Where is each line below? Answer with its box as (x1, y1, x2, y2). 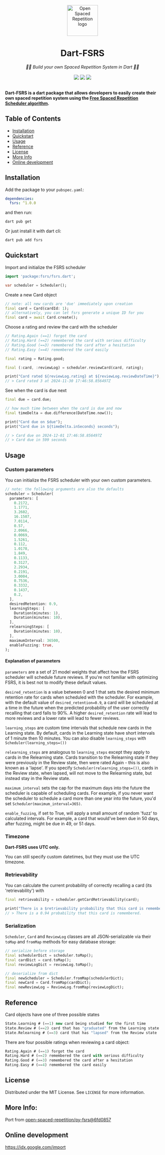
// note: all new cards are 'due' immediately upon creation (5, 301, 133, 306)
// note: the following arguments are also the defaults (5, 486, 124, 491)
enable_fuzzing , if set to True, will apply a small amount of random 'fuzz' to (5, 810, 158, 816)
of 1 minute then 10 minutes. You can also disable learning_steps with (5, 735, 146, 741)
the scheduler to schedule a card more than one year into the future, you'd (5, 795, 156, 801)
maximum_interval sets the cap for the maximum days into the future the (5, 784, 150, 791)
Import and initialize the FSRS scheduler (5, 264, 86, 270)
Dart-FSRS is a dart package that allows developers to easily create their (5, 90, 156, 96)
